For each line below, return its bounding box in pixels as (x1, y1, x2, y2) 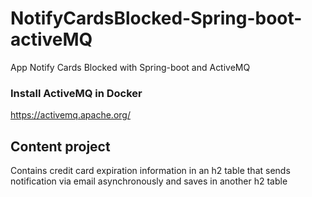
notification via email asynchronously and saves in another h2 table (10, 175, 288, 187)
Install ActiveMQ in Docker (10, 86, 143, 100)
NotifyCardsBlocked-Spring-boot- (10, 7, 303, 30)
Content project (10, 138, 111, 155)
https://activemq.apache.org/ (10, 109, 131, 121)
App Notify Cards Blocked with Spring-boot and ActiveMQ (10, 61, 251, 73)
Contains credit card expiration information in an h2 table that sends (10, 165, 291, 177)
